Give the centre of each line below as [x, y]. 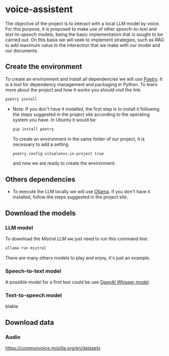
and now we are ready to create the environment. [64, 163]
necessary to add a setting [40, 144]
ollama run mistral [26, 248]
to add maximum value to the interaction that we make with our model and [83, 45]
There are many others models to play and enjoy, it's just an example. [78, 258]
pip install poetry [33, 129]
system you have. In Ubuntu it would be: [55, 120]
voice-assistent [39, 9]
